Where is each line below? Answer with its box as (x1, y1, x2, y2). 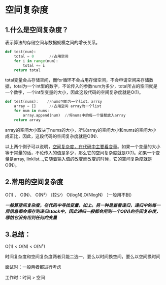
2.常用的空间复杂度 (5, 178, 64, 186)
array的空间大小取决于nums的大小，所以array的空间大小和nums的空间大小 (5, 127, 157, 133)
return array (14, 117, 41, 122)
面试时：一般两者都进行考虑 (5, 264, 62, 270)
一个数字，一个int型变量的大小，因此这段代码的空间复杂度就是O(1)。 (5, 89, 144, 95)
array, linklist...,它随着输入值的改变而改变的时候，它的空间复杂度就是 (13, 156, 153, 162)
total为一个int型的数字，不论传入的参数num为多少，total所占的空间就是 (13, 83, 158, 89)
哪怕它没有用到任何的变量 (5, 214, 57, 220)
